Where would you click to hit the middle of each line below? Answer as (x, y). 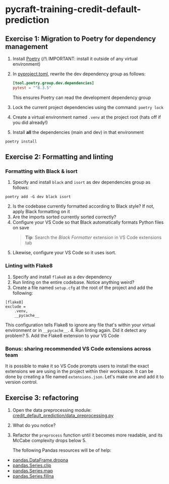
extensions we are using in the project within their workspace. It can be (79, 371)
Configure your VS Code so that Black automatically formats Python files (88, 222)
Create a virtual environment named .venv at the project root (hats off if (87, 117)
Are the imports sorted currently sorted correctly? (64, 217)
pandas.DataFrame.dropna (40, 460)
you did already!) (30, 122)
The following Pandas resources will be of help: (62, 450)
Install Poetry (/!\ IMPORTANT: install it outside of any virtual (75, 59)
